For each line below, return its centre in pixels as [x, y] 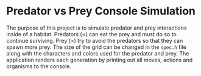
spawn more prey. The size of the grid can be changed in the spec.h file [97, 47]
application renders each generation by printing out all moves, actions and [100, 60]
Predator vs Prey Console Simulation [101, 11]
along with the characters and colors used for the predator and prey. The [98, 53]
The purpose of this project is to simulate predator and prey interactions [97, 28]
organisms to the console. [39, 66]
